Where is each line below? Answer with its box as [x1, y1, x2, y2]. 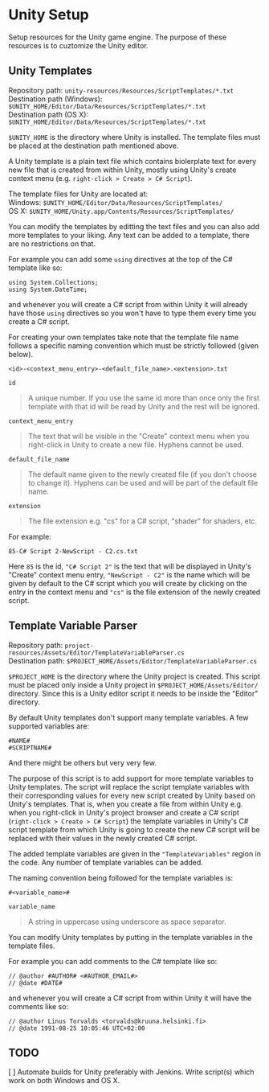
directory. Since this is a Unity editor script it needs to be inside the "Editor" [8, 688, 259, 698]
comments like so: [8, 1001, 69, 1011]
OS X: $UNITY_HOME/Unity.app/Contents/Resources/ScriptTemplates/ [8, 206, 234, 216]
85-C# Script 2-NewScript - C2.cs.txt [8, 547, 138, 556]
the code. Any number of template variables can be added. [8, 857, 203, 867]
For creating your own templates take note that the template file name [8, 332, 239, 342]
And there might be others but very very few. [8, 757, 157, 767]
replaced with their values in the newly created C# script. [8, 833, 198, 843]
